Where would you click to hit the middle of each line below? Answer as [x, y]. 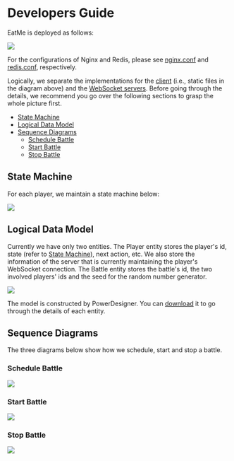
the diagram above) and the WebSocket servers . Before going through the [115, 88]
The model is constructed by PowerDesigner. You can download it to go [112, 303]
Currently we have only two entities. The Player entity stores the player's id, [117, 246]
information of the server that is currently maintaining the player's [103, 261]
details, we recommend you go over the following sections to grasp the [110, 95]
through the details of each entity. [56, 311]
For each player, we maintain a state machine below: [84, 194]
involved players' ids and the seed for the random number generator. [107, 276]
